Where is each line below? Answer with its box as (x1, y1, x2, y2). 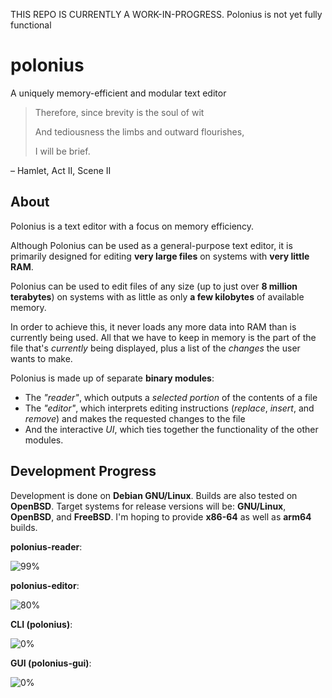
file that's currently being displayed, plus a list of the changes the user (10, 342, 301, 354)
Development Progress (10, 463, 157, 480)
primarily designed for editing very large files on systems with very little (10, 250, 310, 262)
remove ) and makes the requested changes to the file (24, 412, 246, 424)
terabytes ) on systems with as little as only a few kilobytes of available (10, 290, 305, 303)
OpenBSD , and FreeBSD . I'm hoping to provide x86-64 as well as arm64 (10, 510, 312, 523)
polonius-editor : (10, 579, 80, 591)
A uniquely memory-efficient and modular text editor (10, 87, 227, 99)
